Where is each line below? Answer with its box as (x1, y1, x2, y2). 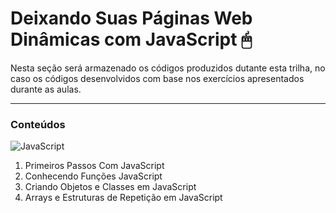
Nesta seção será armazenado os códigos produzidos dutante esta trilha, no (10, 62, 326, 74)
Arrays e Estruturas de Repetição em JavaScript (24, 192, 223, 204)
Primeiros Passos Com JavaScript (24, 160, 165, 172)
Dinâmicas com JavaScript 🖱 (10, 28, 252, 51)
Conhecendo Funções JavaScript (24, 170, 163, 182)
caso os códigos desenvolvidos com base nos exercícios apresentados (10, 72, 305, 84)
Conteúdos (10, 117, 66, 131)
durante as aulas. (10, 83, 82, 95)
